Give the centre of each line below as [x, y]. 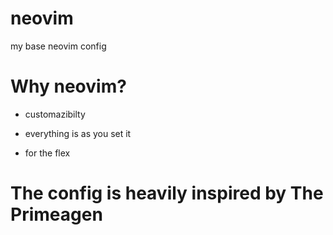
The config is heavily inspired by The [167, 193]
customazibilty [55, 114]
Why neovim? [68, 86]
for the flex [47, 153]
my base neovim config [58, 46]
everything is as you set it [78, 133]
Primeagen [56, 214]
